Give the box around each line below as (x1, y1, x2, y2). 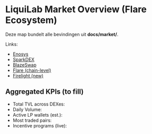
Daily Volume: (12, 106, 42, 113)
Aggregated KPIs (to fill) (5, 88, 84, 96)
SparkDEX (12, 56, 35, 62)
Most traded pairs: (12, 117, 52, 123)
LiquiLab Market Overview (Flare (5, 4, 147, 15)
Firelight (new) (12, 72, 44, 78)
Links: (5, 41, 18, 47)
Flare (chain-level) (12, 67, 52, 73)
